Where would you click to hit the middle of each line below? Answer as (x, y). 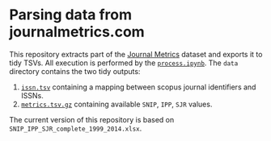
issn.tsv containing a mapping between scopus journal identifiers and (138, 87)
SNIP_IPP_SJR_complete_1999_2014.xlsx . (76, 128)
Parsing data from (71, 15)
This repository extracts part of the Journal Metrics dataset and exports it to (136, 54)
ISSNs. (32, 95)
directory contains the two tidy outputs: (75, 71)
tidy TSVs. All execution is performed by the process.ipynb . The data (124, 63)
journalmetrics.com (77, 32)
